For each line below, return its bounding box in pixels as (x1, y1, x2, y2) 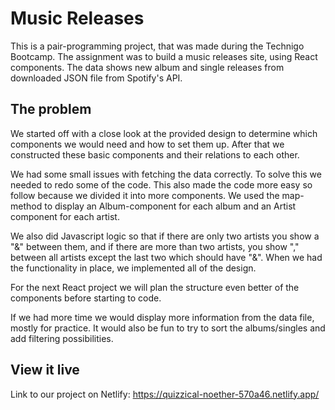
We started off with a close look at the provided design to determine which (10, 127, 318, 139)
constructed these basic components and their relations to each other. (10, 148, 300, 161)
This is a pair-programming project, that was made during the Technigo (10, 40, 305, 52)
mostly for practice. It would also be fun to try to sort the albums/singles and (10, 322, 326, 334)
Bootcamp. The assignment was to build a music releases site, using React (10, 50, 318, 62)
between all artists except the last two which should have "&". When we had (10, 251, 323, 263)
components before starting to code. (10, 292, 162, 304)
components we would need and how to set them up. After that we (10, 138, 285, 150)
